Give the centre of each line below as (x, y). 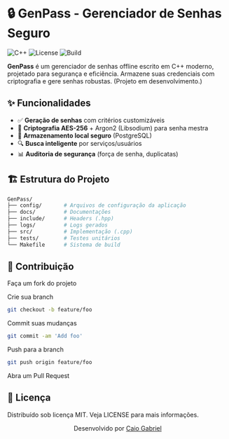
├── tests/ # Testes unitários (64, 238)
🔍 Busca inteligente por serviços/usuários (79, 143)
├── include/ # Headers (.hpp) (61, 219)
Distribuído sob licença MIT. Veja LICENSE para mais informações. (103, 414)
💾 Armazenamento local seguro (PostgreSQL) (85, 135)
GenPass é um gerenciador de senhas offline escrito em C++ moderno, (111, 66)
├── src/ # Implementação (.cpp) (70, 231)
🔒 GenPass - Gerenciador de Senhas (114, 14)
